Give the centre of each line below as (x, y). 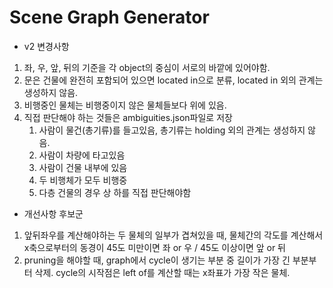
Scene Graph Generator (109, 17)
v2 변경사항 (46, 46)
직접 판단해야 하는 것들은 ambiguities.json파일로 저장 (128, 117)
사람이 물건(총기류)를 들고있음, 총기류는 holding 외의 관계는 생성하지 (172, 130)
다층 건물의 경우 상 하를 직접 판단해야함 (115, 192)
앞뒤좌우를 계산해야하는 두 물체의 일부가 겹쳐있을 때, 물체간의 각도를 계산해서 (173, 235)
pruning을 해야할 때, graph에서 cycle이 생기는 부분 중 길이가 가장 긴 (157, 260)
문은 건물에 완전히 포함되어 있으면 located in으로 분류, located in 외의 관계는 (173, 80)
